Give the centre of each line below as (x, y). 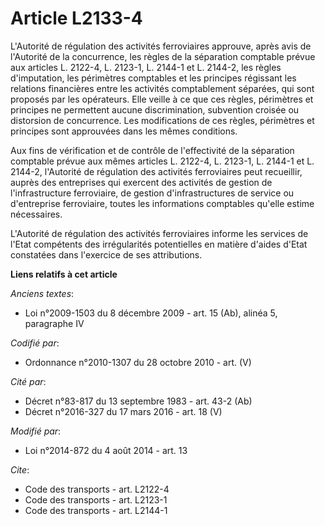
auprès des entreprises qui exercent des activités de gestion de (141, 182)
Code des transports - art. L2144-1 (96, 510)
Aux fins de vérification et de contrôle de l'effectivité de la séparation (152, 150)
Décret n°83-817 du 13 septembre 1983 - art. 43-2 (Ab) (138, 401)
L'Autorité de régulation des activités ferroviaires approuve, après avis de (161, 46)
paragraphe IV (54, 323)
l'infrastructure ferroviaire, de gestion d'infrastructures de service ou (152, 193)
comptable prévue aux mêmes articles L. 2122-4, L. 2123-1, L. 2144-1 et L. (162, 161)
